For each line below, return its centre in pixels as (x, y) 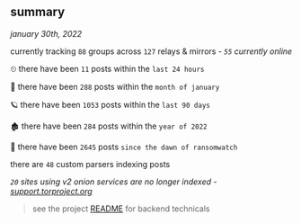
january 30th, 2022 (46, 33)
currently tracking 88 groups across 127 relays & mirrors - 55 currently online (151, 51)
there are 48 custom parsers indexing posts (90, 164)
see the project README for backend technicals (121, 209)
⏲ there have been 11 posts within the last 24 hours (107, 68)
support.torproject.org (51, 191)
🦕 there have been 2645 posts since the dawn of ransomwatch (124, 147)
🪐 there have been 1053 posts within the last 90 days (110, 104)
